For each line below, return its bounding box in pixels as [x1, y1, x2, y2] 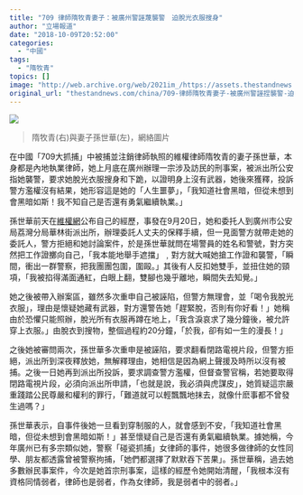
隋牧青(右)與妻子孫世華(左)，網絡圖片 [31, 132, 170, 143]
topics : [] [9, 72, 50, 81]
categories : [9, 38, 54, 48]
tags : [9, 55, 30, 64]
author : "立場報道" [9, 22, 78, 31]
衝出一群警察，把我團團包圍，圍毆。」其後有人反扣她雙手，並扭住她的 [24, 260, 282, 271]
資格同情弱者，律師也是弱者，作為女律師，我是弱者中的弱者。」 [9, 476, 243, 487]
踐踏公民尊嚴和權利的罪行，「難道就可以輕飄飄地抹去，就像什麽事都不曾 [16, 389, 282, 400]
